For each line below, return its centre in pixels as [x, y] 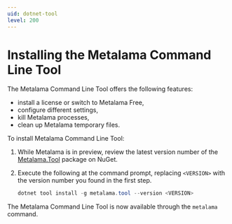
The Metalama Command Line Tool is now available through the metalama [112, 206]
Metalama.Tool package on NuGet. [67, 160]
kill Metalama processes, [53, 118]
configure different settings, [57, 110]
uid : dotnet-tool [33, 14]
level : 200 [23, 20]
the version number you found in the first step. [84, 181]
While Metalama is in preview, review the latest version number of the [118, 152]
